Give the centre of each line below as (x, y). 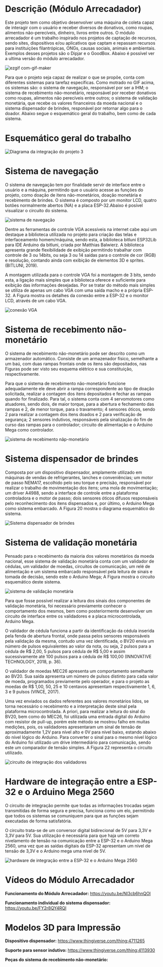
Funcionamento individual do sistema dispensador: (58, 903)
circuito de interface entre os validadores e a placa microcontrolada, (73, 616)
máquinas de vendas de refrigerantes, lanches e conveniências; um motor (79, 477)
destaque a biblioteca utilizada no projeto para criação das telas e (71, 234)
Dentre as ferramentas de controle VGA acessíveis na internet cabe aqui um (81, 229)
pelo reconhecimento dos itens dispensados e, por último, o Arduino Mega (80, 503)
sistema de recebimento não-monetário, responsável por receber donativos (81, 93)
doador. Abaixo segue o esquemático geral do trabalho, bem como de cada (81, 113)
